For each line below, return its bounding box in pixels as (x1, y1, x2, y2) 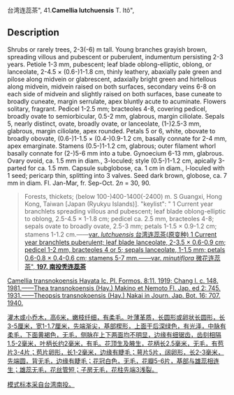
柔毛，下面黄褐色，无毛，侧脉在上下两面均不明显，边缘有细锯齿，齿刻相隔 (7, 330, 221, 338)
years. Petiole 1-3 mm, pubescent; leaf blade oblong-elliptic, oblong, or (7, 60, 212, 68)
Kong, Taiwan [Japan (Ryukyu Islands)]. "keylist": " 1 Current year (24, 200, 214, 208)
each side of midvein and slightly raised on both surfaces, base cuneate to (7, 89, 222, 98)
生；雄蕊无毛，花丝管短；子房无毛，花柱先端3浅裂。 (7, 365, 159, 373)
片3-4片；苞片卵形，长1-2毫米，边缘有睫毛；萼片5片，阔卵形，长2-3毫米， (7, 348, 225, 356)
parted (7, 163, 27, 172)
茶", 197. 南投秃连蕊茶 (24, 262, 86, 271)
